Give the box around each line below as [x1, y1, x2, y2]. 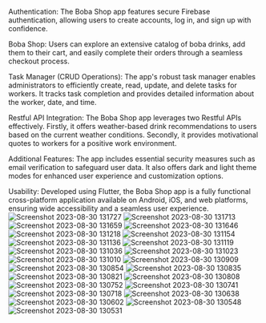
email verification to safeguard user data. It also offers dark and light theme [8, 163, 257, 172]
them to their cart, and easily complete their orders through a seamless [8, 48, 243, 57]
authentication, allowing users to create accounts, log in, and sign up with [8, 15, 252, 25]
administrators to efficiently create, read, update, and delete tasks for [8, 80, 238, 90]
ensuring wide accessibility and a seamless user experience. [8, 204, 210, 213]
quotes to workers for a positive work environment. [8, 139, 177, 147]
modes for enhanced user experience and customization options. [8, 172, 224, 180]
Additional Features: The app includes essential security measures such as [8, 154, 256, 164]
